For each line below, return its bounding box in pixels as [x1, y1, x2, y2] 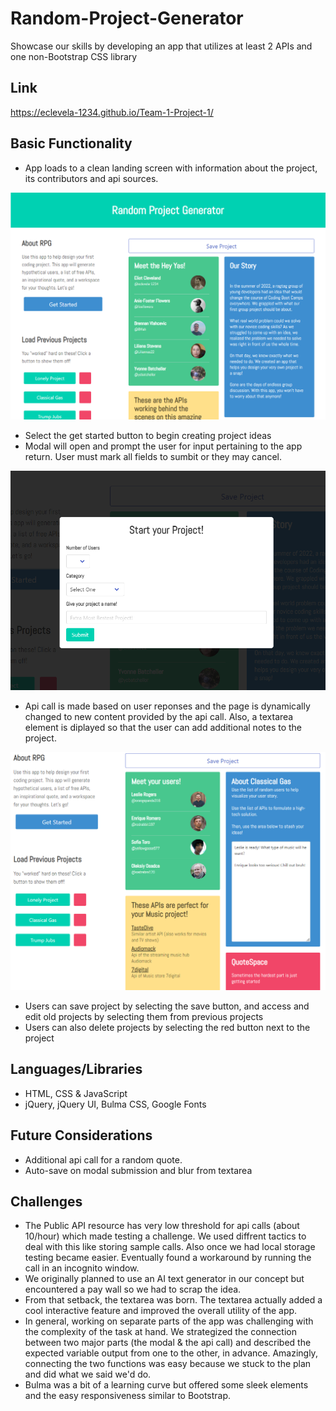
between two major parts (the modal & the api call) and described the [24, 1337, 312, 1349]
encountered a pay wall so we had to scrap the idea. [24, 1283, 242, 1296]
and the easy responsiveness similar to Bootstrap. [24, 1390, 232, 1402]
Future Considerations [10, 1127, 153, 1144]
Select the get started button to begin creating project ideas [24, 430, 272, 442]
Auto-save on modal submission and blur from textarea [24, 1164, 253, 1176]
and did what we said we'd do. [24, 1368, 152, 1381]
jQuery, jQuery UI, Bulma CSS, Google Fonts [24, 1098, 207, 1110]
